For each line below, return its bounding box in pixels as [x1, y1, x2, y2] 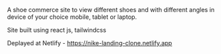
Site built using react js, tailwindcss [7, 26, 107, 34]
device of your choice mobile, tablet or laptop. [7, 13, 138, 21]
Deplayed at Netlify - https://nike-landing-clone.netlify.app [7, 39, 172, 47]
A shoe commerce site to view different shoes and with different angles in [7, 6, 215, 13]
